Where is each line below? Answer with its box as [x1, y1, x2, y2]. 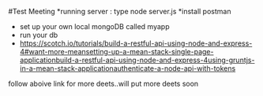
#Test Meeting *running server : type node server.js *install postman [8, 7, 231, 16]
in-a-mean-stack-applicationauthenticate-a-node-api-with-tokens [19, 64, 236, 73]
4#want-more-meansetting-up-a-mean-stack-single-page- [19, 47, 214, 56]
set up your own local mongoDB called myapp [19, 22, 170, 31]
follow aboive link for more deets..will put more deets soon [8, 79, 199, 88]
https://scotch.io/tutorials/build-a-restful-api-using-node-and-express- [19, 39, 253, 48]
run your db [19, 31, 58, 39]
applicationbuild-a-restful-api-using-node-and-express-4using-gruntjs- [19, 55, 255, 65]
